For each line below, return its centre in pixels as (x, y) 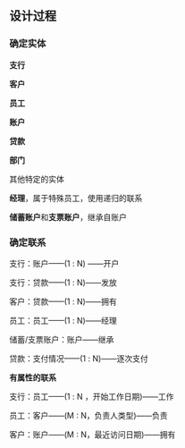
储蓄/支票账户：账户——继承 (62, 339)
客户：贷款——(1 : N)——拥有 (63, 301)
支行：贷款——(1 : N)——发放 (63, 282)
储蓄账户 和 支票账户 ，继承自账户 (68, 216)
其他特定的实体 (37, 179)
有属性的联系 (33, 377)
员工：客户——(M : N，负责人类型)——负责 (88, 415)
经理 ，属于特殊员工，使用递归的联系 (76, 198)
